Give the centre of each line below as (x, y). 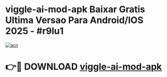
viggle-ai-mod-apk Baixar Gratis (75, 9)
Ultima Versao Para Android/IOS (74, 20)
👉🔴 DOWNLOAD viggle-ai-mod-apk (83, 67)
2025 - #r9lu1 (34, 31)
